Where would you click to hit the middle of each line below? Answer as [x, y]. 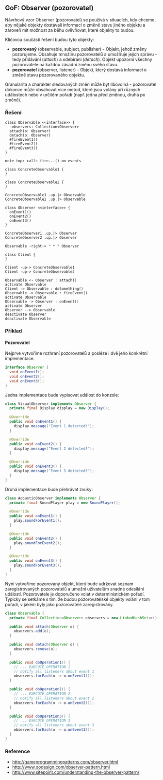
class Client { [20, 255]
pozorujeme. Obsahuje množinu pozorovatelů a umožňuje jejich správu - [84, 54]
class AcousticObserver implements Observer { [53, 498]
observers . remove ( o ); [35, 649]
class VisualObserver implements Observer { [51, 404]
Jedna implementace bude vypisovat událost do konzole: [62, 395]
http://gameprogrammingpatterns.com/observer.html [65, 762]
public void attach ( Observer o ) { [44, 627]
